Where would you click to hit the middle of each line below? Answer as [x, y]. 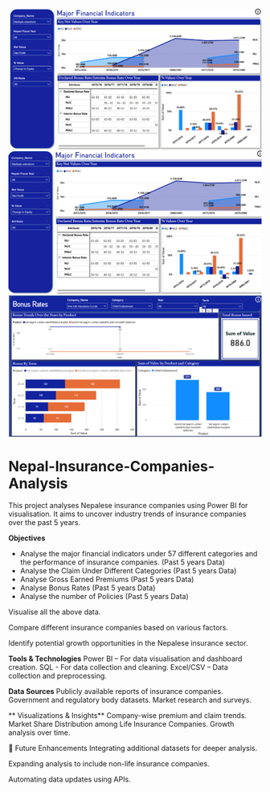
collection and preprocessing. [57, 676]
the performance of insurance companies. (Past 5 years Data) [122, 562]
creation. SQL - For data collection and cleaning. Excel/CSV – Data [119, 667]
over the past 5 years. [45, 523]
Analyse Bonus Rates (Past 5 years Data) [88, 588]
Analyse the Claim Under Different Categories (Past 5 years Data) [128, 571]
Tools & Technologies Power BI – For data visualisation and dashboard [125, 659]
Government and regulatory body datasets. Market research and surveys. [130, 700]
